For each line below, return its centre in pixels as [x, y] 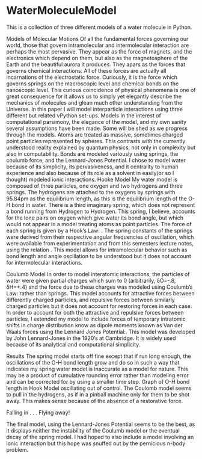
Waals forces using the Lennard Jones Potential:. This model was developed [101, 331]
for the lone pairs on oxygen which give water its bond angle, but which [95, 218]
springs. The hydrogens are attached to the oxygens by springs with [91, 192]
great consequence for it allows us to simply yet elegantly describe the [94, 96]
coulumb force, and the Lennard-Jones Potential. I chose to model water [96, 160]
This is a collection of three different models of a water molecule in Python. [99, 27]
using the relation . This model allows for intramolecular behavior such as [97, 250]
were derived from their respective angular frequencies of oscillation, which [100, 237]
